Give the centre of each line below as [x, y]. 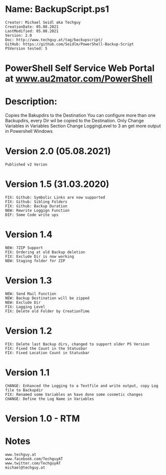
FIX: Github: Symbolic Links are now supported [55, 197]
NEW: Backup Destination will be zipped [48, 298]
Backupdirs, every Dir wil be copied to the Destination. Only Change [75, 121]
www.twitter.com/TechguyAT [33, 463]
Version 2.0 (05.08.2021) [58, 151]
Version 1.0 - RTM [43, 418]
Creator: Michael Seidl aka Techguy [43, 22]
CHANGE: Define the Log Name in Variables [50, 399]
